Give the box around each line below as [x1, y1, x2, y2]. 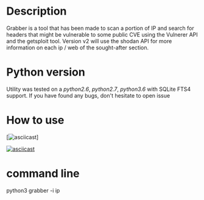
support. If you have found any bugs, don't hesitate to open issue [6, 91, 171, 99]
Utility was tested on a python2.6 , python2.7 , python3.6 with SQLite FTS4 [6, 85, 191, 93]
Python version [6, 65, 85, 79]
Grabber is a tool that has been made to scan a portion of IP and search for [6, 24, 195, 32]
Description [6, 4, 67, 18]
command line [6, 166, 80, 180]
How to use [6, 113, 65, 127]
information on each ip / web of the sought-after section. [6, 44, 149, 51]
